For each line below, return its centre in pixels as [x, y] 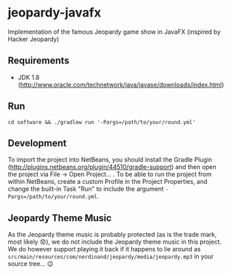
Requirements [38, 61]
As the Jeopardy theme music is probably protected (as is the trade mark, [112, 235]
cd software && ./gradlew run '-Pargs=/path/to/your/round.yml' [102, 122]
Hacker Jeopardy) [33, 39]
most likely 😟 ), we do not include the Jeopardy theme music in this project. [115, 242]
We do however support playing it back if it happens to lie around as [104, 249]
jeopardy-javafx [55, 13]
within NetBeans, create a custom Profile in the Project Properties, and [108, 182]
